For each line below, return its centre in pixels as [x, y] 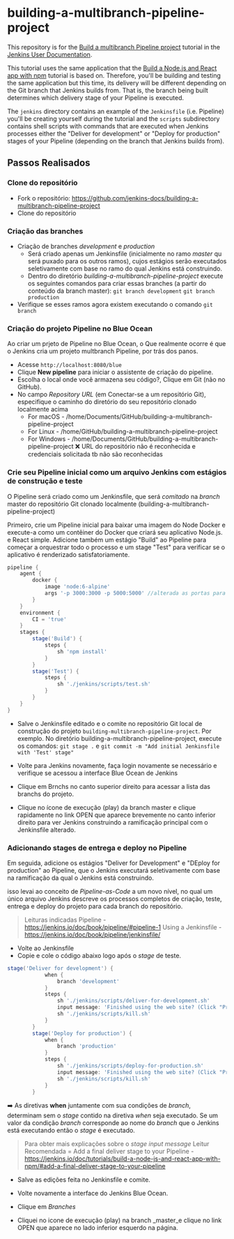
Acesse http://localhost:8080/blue [69, 365]
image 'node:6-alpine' [77, 587]
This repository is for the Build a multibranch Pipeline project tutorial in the [114, 47]
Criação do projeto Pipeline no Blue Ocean [80, 328]
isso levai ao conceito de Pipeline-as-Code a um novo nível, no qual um [110, 891]
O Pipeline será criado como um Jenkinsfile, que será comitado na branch [114, 496]
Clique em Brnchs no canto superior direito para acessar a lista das [114, 786]
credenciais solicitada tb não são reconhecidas [95, 454]
